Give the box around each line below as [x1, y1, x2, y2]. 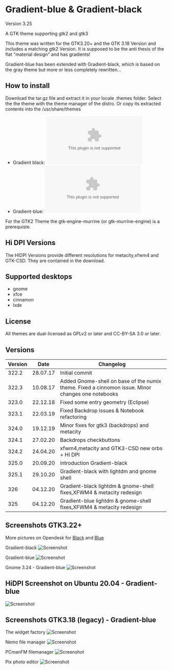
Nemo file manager [5, 639, 46, 645]
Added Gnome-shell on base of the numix [59, 378, 161, 384]
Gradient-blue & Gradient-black [5, 4, 142, 15]
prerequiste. [5, 224, 31, 230]
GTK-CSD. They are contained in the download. [5, 257, 105, 264]
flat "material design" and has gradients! [5, 51, 91, 57]
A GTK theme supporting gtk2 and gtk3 [5, 30, 89, 36]
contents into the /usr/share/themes [5, 106, 81, 112]
